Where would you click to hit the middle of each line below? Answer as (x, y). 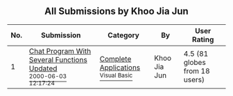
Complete (115, 59)
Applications (120, 67)
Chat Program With (60, 51)
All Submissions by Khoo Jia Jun (116, 11)
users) (194, 79)
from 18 (197, 70)
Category (123, 35)
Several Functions (58, 59)
